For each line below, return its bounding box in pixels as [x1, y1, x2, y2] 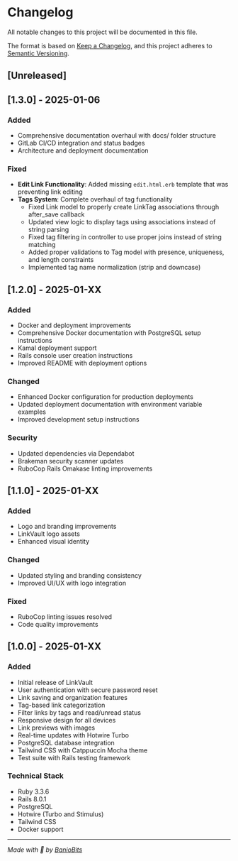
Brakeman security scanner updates [17, 456, 124, 465]
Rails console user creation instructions [17, 351, 133, 359]
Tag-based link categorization [17, 701, 106, 709]
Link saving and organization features [17, 693, 127, 701]
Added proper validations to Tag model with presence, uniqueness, [28, 248, 225, 256]
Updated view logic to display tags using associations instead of [28, 218, 216, 226]
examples [17, 407, 46, 416]
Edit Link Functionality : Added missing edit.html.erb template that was [17, 180, 229, 189]
